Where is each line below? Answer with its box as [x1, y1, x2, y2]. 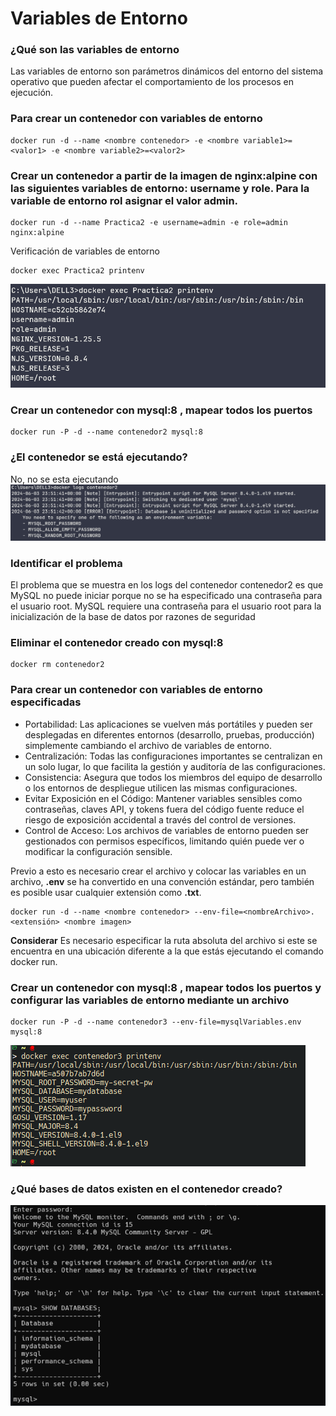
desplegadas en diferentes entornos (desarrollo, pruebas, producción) [24, 728, 315, 741]
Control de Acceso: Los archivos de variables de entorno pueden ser [24, 824, 310, 836]
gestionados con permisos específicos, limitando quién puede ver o [24, 835, 305, 847]
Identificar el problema [10, 556, 123, 570]
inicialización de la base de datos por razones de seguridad [10, 611, 256, 623]
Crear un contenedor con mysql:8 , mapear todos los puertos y [10, 980, 322, 994]
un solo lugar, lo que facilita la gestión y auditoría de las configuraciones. [24, 760, 326, 772]
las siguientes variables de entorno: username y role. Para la [10, 181, 310, 195]
